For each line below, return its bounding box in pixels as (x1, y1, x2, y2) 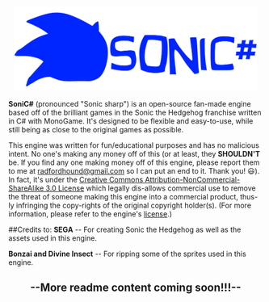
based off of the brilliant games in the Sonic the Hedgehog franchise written (8, 107, 262, 117)
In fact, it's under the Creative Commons (8, 175, 144, 184)
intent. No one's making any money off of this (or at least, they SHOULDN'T (8, 149, 261, 158)
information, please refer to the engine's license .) (8, 209, 172, 219)
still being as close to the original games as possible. (8, 125, 184, 134)
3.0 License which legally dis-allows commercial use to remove (45, 183, 256, 193)
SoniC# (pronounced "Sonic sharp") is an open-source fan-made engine (8, 99, 252, 108)
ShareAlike (8, 183, 44, 193)
